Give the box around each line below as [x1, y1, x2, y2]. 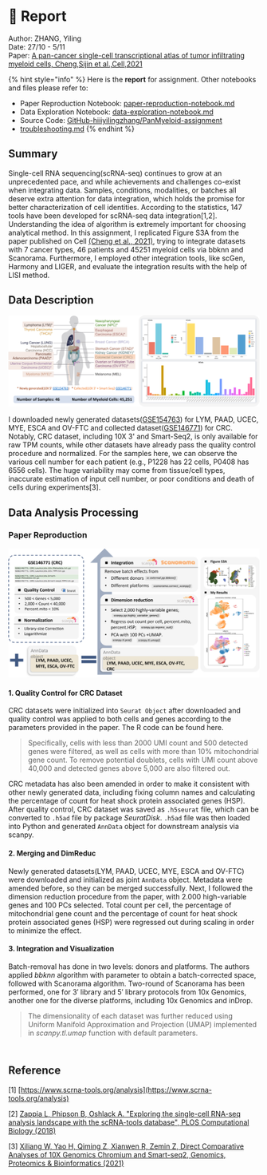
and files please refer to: [8, 83, 88, 93]
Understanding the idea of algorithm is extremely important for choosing [8, 219, 246, 228]
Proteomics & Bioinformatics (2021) [8, 1158, 124, 1168]
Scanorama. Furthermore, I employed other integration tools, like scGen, [8, 253, 245, 263]
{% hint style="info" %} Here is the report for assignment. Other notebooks [8, 74, 257, 84]
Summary [8, 147, 58, 161]
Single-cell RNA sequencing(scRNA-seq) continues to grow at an [8, 168, 222, 178]
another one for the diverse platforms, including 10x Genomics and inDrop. [8, 995, 253, 1005]
